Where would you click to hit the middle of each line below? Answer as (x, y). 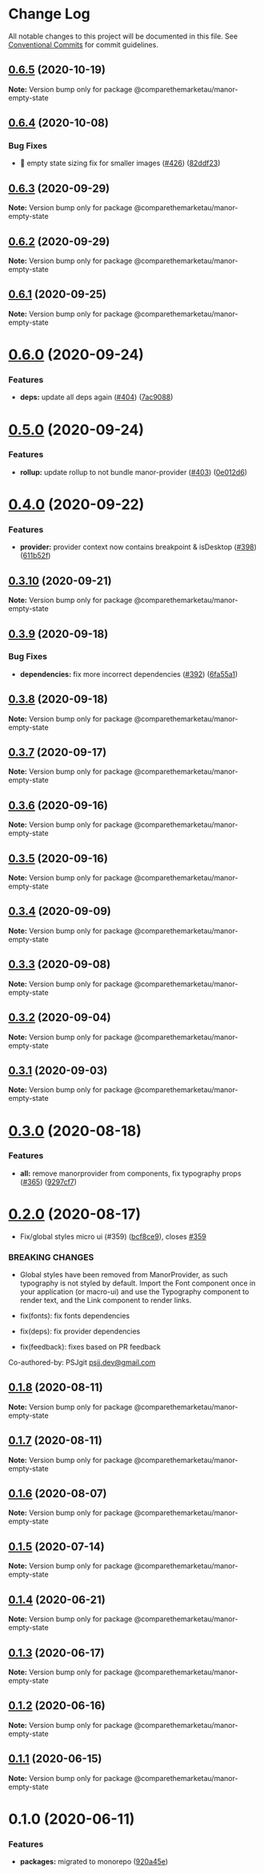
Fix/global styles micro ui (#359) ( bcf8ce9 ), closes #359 (113, 1237)
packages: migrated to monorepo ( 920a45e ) (94, 1862)
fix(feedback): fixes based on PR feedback (90, 1347)
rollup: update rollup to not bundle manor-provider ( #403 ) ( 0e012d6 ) (134, 472)
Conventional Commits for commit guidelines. (83, 44)
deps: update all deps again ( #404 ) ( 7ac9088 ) (96, 397)
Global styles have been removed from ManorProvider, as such (124, 1275)
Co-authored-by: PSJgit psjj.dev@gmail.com (82, 1362)
